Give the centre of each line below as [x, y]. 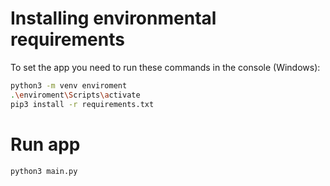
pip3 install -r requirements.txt [82, 104]
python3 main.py [44, 171]
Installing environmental [113, 18]
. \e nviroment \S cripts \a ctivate [75, 95]
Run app [45, 144]
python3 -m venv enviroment [69, 85]
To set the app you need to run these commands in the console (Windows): [165, 67]
